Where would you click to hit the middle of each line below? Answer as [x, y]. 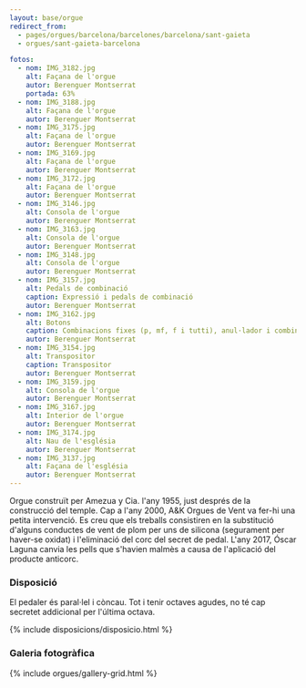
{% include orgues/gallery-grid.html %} [83, 673]
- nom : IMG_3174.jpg [56, 432]
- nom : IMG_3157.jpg [56, 280]
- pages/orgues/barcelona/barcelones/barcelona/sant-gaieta [134, 35]
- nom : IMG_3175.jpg [56, 128]
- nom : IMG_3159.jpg [56, 382]
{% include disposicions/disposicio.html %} [91, 630]
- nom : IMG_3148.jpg [56, 255]
